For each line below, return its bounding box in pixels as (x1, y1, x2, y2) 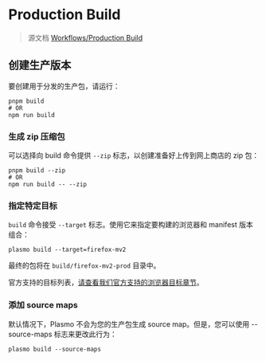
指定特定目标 (8, 200, 58, 211)
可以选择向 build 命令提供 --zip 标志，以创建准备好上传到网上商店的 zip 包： (8, 151, 260, 160)
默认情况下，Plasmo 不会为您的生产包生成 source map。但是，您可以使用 (8, 319, 250, 328)
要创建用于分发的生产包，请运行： (8, 81, 120, 91)
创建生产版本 (8, 58, 72, 73)
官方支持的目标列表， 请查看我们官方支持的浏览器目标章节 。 (8, 277, 204, 288)
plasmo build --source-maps (8, 345, 102, 353)
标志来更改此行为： (53, 329, 117, 339)
